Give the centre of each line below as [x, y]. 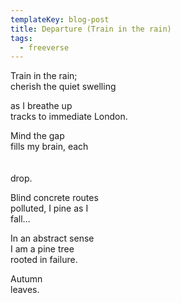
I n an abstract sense [52, 238]
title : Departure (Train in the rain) [91, 29]
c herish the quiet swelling [63, 87]
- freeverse [44, 47]
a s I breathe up [41, 106]
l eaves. [25, 290]
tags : [21, 38]
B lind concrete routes [54, 198]
